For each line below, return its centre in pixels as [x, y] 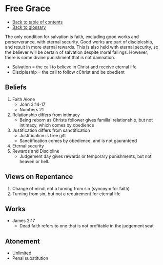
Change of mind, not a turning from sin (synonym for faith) [71, 188]
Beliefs [16, 88]
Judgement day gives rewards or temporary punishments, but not [85, 156]
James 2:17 [23, 221]
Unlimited [22, 253]
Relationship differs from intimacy [46, 115]
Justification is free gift [42, 135]
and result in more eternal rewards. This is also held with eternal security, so [82, 47]
